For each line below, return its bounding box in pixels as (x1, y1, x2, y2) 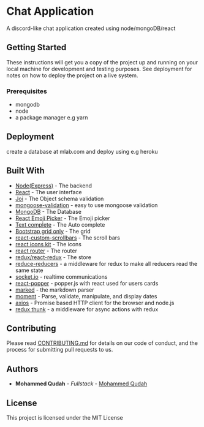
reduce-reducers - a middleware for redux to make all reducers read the (15, 260, 198, 267)
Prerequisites (6, 87, 47, 96)
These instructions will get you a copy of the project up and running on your (6, 58, 198, 66)
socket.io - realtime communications (15, 273, 108, 280)
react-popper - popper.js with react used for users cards (15, 279, 159, 287)
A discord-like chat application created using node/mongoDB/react (6, 25, 176, 32)
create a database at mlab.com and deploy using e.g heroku (6, 148, 158, 155)
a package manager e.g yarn (15, 114, 88, 121)
